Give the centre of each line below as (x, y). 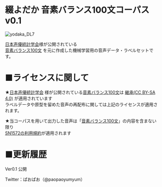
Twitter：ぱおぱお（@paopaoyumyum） (45, 179)
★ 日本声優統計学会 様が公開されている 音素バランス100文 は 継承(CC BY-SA (80, 92)
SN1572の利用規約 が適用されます (38, 133)
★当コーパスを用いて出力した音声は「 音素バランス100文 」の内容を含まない (81, 121)
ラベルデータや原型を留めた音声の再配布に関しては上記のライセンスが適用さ (81, 104)
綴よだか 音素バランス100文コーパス (77, 10)
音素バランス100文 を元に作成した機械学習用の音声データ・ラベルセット (77, 50)
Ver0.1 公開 (16, 169)
